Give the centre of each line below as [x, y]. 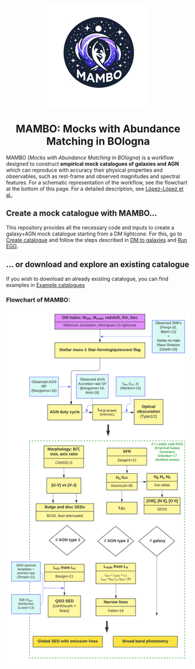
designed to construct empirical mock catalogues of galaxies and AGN [93, 163]
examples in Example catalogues [46, 285]
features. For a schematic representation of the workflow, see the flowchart [97, 182]
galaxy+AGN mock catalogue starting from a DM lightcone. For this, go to [94, 234]
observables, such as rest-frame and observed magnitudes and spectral [93, 176]
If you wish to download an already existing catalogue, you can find [87, 279]
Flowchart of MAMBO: [38, 300]
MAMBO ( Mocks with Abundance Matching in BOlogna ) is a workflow [90, 158]
